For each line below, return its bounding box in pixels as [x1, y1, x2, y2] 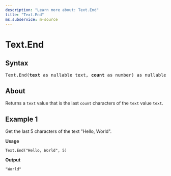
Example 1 [5, 115, 38, 123]
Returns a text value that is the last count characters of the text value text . [5, 100, 164, 107]
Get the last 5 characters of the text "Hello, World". [5, 128, 112, 134]
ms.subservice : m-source [5, 17, 58, 22]
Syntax [5, 59, 28, 67]
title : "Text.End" [5, 12, 44, 17]
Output [5, 157, 21, 163]
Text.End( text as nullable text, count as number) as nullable [5, 72, 166, 78]
